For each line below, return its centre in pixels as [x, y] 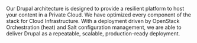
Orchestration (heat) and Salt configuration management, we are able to [94, 27]
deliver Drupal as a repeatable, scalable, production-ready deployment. [93, 34]
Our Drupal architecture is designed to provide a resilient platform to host [95, 9]
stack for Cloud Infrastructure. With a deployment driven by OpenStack [93, 21]
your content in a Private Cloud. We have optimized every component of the [98, 15]
